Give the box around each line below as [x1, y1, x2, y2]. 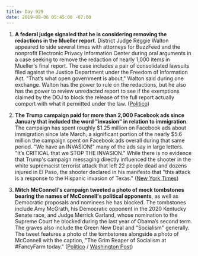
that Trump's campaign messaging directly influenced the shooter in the [14, 156, 191, 163]
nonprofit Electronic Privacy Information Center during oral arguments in [14, 49, 191, 56]
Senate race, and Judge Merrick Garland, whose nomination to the [14, 211, 178, 219]
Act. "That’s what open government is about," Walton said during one [14, 75, 184, 82]
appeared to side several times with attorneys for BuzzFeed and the [14, 43, 181, 50]
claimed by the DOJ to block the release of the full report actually [14, 93, 175, 101]
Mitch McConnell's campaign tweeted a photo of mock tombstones [14, 186, 185, 193]
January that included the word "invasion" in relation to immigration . [14, 118, 188, 125]
